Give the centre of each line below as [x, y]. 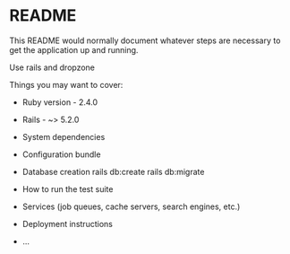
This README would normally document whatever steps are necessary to [145, 40]
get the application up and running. [74, 49]
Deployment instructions [68, 223]
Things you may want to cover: [66, 84]
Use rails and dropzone [52, 67]
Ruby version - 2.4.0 [60, 102]
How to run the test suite [68, 188]
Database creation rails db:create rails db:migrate [113, 171]
